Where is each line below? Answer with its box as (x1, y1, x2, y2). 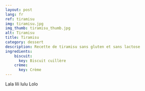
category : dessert (5, 40, 44, 45)
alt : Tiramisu (5, 30, 35, 35)
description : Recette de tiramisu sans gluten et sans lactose (5, 44, 140, 49)
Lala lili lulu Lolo (5, 81, 38, 87)
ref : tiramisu (5, 16, 35, 21)
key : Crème (18, 68, 42, 73)
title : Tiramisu (5, 35, 39, 40)
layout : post (5, 7, 33, 12)
